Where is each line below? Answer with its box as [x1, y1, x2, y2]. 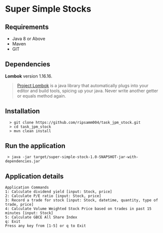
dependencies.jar [5, 159, 41, 164]
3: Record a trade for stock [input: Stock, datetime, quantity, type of [5, 198, 159, 203]
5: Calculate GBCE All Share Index [5, 215, 78, 220]
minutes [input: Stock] [5, 211, 54, 215]
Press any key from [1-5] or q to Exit [5, 223, 86, 229]
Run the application [5, 142, 66, 150]
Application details [5, 172, 64, 180]
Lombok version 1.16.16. [5, 73, 53, 79]
